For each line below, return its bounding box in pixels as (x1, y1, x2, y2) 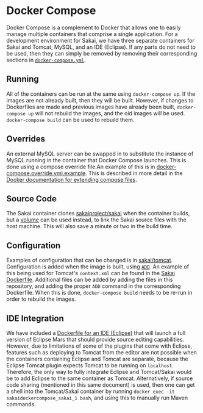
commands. (6, 401, 37, 408)
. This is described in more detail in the (85, 169, 183, 177)
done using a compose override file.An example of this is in (6, 163, 155, 170)
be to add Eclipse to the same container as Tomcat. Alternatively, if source (6, 375, 193, 382)
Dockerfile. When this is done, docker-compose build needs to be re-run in (6, 289, 193, 296)
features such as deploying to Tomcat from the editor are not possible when (6, 349, 197, 356)
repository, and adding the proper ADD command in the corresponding (6, 282, 181, 290)
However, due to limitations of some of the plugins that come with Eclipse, (6, 342, 193, 350)
